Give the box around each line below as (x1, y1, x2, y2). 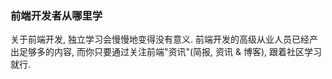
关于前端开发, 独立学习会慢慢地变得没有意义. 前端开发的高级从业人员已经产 (10, 33, 318, 46)
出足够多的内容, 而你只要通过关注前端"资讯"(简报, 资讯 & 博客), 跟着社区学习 (10, 46, 323, 58)
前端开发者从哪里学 (10, 8, 103, 22)
